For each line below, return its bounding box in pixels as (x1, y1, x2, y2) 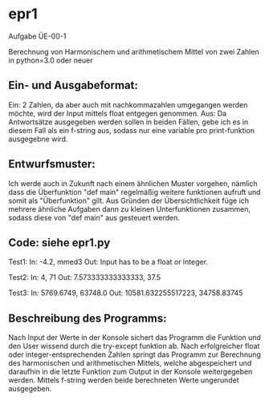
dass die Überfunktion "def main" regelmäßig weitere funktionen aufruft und (8, 187, 261, 196)
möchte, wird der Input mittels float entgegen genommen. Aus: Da (8, 108, 227, 118)
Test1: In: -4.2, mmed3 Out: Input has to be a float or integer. (8, 257, 209, 267)
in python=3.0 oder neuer (8, 55, 94, 65)
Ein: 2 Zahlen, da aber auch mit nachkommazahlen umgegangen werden (8, 99, 248, 109)
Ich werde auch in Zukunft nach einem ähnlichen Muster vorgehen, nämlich (8, 178, 258, 188)
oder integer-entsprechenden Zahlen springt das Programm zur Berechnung (8, 350, 261, 359)
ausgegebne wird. (8, 134, 68, 144)
